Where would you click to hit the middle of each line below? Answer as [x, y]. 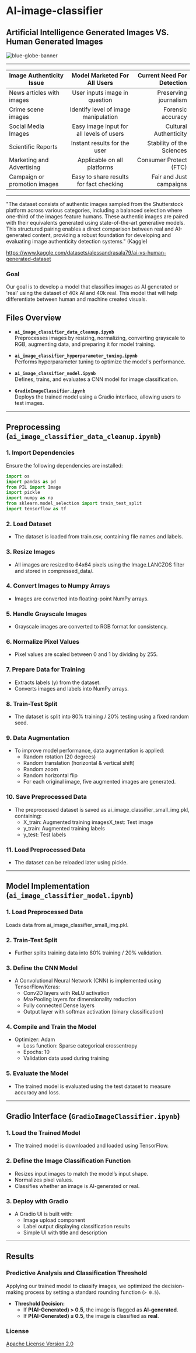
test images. [29, 403]
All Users [100, 83]
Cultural [176, 126]
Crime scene [27, 109]
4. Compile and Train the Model [51, 1027]
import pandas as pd [31, 482]
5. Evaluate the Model [37, 1073]
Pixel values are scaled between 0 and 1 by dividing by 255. [86, 654]
